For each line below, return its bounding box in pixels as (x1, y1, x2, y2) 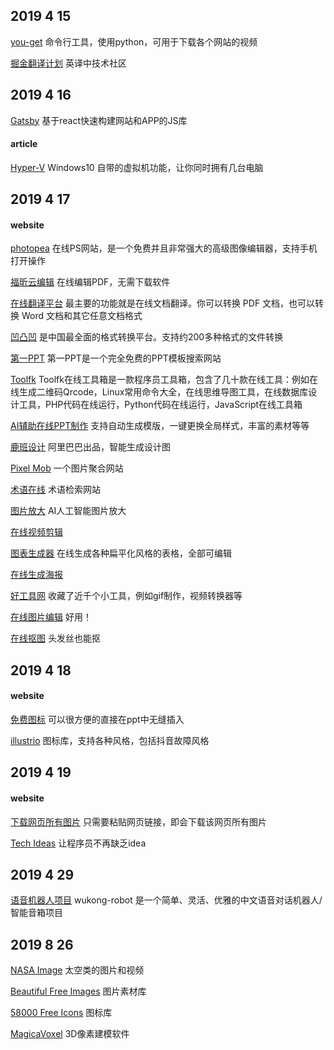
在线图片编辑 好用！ (10, 611, 92, 623)
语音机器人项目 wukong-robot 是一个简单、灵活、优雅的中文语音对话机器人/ (10, 894, 323, 906)
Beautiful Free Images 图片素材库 (10, 985, 147, 998)
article (10, 138, 38, 150)
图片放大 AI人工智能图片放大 (10, 505, 127, 517)
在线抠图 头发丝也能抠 (10, 632, 101, 644)
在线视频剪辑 (10, 526, 63, 538)
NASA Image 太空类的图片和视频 (10, 964, 145, 976)
